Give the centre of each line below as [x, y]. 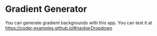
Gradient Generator [46, 9]
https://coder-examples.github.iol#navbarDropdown [59, 28]
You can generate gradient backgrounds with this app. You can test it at [79, 23]
